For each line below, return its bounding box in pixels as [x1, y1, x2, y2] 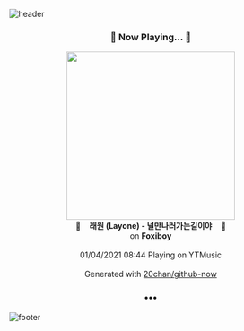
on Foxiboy [129, 231, 172, 241]
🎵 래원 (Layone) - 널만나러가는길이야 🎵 [74, 221, 227, 231]
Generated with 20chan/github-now [84, 269, 217, 280]
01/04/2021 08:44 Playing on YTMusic [79, 249, 222, 260]
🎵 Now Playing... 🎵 [109, 30, 192, 43]
